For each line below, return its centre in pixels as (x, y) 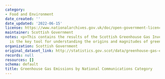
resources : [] (20, 60)
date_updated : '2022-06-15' (34, 23)
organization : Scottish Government (41, 46)
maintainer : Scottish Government (39, 32)
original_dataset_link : (29, 51)
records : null (20, 55)
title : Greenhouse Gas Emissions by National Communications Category (79, 69)
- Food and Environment (29, 14)
